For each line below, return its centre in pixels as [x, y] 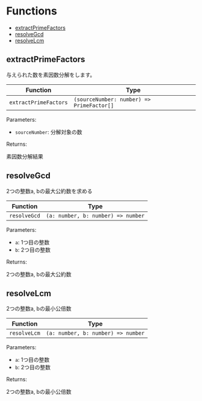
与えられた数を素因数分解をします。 [51, 75]
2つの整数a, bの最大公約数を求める [49, 191]
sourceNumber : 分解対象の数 [48, 132]
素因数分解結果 [25, 156]
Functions [32, 11]
